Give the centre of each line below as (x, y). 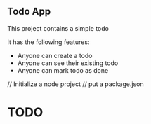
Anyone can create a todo (55, 55)
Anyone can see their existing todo (68, 63)
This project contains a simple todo (58, 28)
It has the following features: (48, 42)
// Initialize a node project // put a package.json (75, 84)
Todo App (29, 12)
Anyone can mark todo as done (63, 70)
